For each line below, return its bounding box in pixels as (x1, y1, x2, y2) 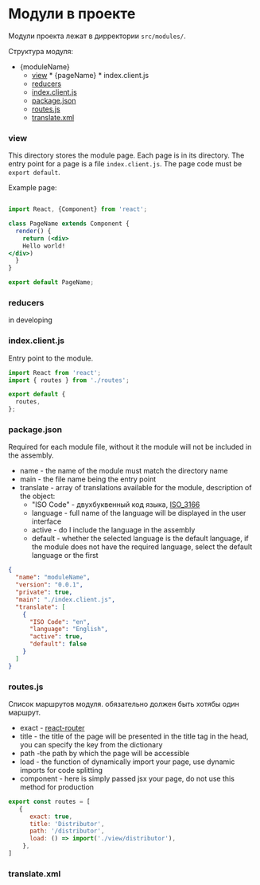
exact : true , (29, 813, 73, 821)
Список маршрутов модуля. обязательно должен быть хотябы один (8, 699, 240, 708)
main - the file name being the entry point (19, 474, 157, 484)
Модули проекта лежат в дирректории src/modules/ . (8, 31, 186, 41)
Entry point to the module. (8, 353, 94, 363)
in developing (8, 315, 53, 325)
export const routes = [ (8, 797, 91, 805)
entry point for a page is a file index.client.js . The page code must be (8, 159, 243, 169)
